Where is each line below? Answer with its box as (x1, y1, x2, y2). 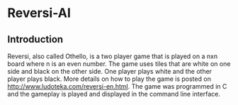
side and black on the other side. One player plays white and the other (7, 67, 212, 75)
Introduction (7, 33, 64, 45)
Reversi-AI (7, 5, 71, 21)
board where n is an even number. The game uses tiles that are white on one (7, 60, 231, 68)
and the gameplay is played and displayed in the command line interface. (7, 90, 221, 98)
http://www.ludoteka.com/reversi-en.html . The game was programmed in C (7, 82, 227, 90)
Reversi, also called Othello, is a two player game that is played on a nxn (7, 52, 218, 60)
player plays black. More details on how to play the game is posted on (7, 74, 211, 83)
